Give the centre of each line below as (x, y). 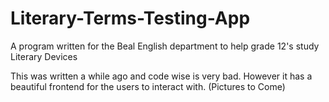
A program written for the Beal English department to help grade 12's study (165, 46)
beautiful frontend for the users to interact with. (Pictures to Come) (148, 86)
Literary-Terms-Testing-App (130, 18)
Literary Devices (44, 56)
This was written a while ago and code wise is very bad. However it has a (161, 76)
